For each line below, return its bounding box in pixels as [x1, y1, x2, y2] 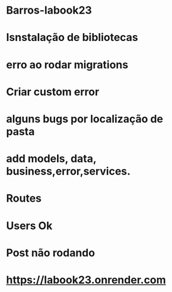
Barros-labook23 [6, 4, 92, 17]
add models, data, [6, 152, 97, 166]
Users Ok [6, 219, 53, 232]
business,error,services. [6, 164, 131, 178]
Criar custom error [6, 85, 100, 99]
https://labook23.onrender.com [6, 273, 166, 287]
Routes [6, 192, 42, 205]
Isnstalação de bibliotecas [6, 31, 138, 45]
